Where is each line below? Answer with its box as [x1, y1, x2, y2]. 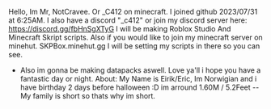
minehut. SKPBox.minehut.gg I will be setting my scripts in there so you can [8, 41, 260, 51]
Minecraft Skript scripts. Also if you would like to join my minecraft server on [8, 32, 263, 42]
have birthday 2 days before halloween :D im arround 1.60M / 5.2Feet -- [19, 82, 260, 92]
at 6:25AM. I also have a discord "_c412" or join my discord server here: [8, 15, 248, 25]
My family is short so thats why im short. [19, 91, 156, 100]
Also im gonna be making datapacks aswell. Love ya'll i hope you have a [19, 65, 261, 75]
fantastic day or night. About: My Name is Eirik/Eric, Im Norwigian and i [19, 74, 257, 83]
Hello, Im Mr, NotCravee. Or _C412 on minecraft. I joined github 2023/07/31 [8, 7, 258, 16]
